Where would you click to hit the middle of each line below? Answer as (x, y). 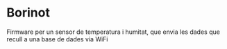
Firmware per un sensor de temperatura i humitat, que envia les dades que (113, 32)
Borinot (28, 13)
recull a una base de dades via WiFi (57, 39)
